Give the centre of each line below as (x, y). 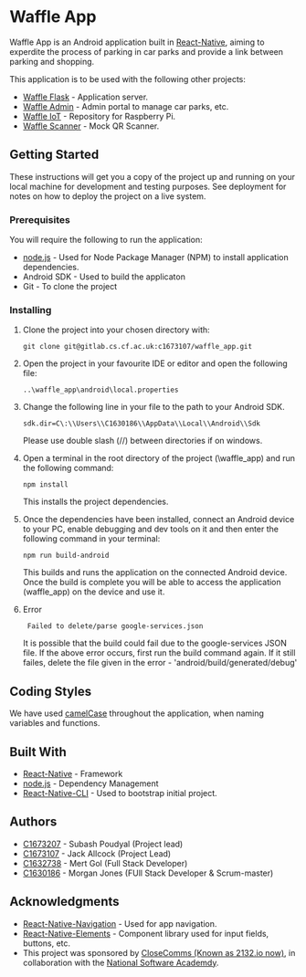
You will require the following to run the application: (106, 240)
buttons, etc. (47, 943)
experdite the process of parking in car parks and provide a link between (147, 51)
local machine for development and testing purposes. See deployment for (148, 186)
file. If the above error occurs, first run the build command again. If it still (159, 653)
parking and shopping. (52, 61)
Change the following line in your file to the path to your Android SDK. (153, 407)
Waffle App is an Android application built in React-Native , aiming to (137, 42)
